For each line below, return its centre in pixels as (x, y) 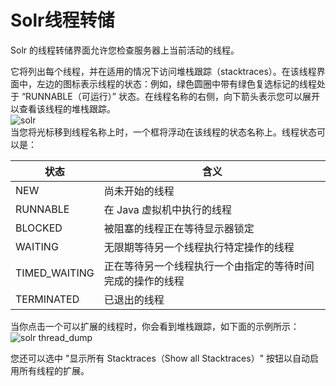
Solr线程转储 (62, 20)
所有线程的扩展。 (54, 370)
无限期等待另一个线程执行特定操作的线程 (199, 247)
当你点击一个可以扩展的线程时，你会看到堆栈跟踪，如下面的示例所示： (155, 326)
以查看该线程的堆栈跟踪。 (63, 108)
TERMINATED (47, 299)
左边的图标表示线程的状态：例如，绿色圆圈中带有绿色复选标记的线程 (176, 83)
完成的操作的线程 (144, 281)
